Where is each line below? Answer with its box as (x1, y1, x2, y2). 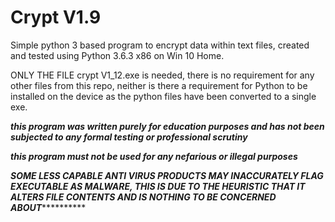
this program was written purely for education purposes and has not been (10, 120, 325, 132)
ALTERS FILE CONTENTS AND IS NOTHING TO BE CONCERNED (10, 191, 277, 203)
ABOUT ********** (10, 201, 87, 213)
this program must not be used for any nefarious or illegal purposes (10, 150, 298, 162)
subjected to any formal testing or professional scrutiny (10, 131, 248, 143)
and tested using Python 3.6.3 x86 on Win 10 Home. (10, 49, 225, 61)
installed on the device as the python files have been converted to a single (10, 90, 317, 102)
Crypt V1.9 (10, 6, 102, 29)
